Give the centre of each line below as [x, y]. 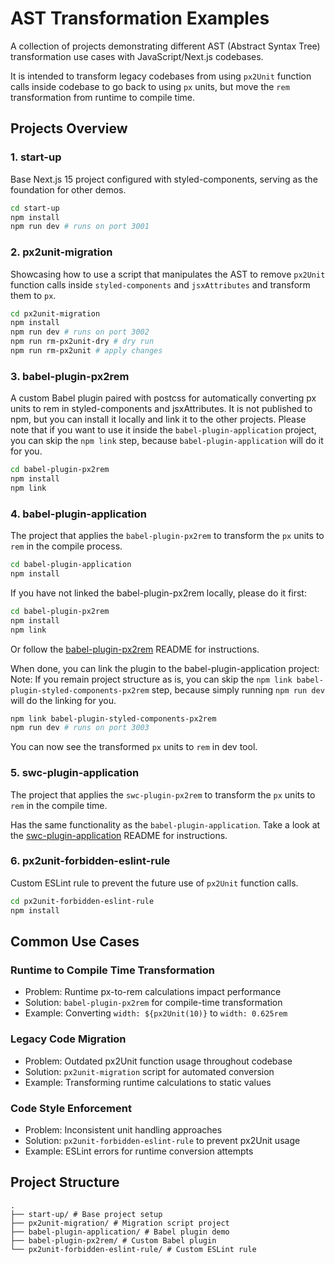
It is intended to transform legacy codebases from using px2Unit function [161, 76]
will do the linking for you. [63, 700]
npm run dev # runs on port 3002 [80, 332]
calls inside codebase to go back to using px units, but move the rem [150, 86]
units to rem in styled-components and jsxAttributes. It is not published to [161, 409]
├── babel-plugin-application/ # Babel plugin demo [120, 1232]
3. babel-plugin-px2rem [70, 376]
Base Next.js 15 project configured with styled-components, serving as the [164, 179]
